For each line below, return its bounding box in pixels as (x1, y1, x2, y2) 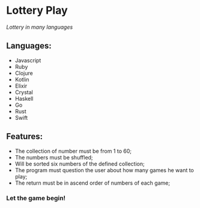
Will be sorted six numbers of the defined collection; (14, 160, 145, 167)
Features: (6, 131, 43, 141)
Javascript (14, 56, 41, 64)
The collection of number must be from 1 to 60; (14, 147, 132, 155)
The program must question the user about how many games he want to (14, 166, 194, 174)
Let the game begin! (6, 194, 66, 203)
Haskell (14, 95, 34, 102)
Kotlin (14, 76, 29, 83)
